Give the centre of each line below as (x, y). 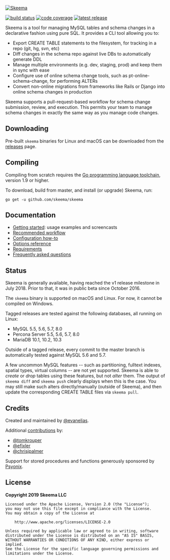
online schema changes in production (52, 92)
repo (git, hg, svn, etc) (36, 48)
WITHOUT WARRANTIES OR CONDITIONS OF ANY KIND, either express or (77, 540)
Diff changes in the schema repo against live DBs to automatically (82, 54)
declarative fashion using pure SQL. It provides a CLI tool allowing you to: (82, 33)
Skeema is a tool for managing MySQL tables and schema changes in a (80, 28)
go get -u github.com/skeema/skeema (44, 199)
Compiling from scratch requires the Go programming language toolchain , (83, 175)
